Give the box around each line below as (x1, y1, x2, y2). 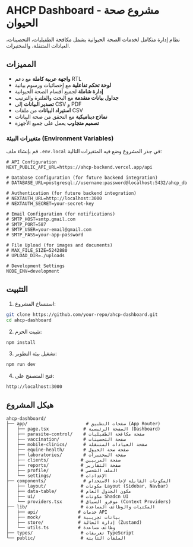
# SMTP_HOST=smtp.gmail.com (6, 216, 76, 223)
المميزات (6, 59, 37, 69)
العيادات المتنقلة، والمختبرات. (6, 42, 71, 49)
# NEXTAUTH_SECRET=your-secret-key (6, 201, 94, 207)
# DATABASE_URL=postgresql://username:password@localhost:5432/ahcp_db (6, 180, 187, 186)
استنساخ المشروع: (14, 300, 56, 307)
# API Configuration (6, 159, 58, 165)
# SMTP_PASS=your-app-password (6, 232, 84, 238)
